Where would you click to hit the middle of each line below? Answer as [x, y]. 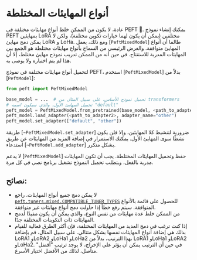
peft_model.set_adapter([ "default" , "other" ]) [64, 121]
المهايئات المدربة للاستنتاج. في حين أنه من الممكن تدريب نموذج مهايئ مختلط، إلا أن [96, 54]
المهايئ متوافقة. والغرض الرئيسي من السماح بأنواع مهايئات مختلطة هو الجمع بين [93, 48]
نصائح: [17, 181]
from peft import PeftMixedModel [47, 88]
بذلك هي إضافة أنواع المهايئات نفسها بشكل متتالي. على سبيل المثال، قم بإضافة [100, 232]
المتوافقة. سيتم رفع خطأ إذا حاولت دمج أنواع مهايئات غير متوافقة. [85, 207]
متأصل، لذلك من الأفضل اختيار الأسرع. [56, 251]
